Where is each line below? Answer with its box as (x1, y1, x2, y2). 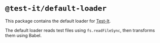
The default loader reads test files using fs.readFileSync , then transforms (5, 27, 155, 33)
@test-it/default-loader (5, 4, 107, 13)
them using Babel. (5, 32, 42, 38)
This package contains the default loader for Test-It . (5, 18, 111, 24)
